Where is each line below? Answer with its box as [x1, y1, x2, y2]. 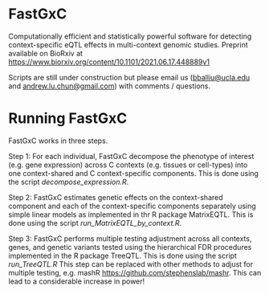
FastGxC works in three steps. [8, 136, 108, 145]
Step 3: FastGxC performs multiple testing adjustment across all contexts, [8, 234, 252, 243]
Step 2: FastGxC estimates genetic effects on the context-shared [8, 192, 223, 202]
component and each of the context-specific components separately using [8, 201, 257, 210]
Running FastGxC [8, 109, 128, 128]
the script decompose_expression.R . [8, 177, 129, 186]
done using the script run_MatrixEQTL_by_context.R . [8, 218, 182, 227]
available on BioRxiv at [8, 48, 83, 58]
